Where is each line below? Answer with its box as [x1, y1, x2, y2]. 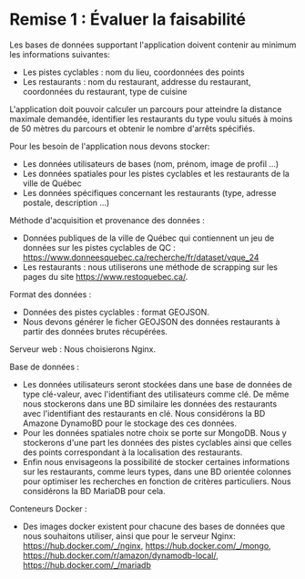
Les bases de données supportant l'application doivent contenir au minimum [9, 39, 297, 50]
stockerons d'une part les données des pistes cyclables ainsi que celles [22, 437, 292, 448]
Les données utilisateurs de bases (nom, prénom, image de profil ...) [22, 158, 280, 169]
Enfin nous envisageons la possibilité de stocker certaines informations [22, 456, 290, 467]
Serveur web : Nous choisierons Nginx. [9, 343, 157, 355]
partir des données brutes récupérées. [22, 326, 168, 336]
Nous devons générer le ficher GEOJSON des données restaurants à [22, 315, 280, 327]
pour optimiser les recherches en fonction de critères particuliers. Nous [22, 475, 291, 487]
